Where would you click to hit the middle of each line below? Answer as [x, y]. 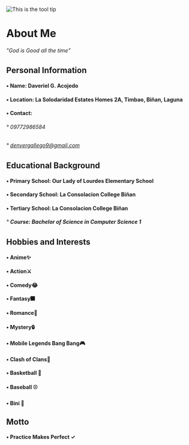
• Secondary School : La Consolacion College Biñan [71, 194]
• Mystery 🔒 [20, 327]
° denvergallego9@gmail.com [43, 145]
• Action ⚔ [19, 271]
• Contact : [19, 113]
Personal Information [46, 70]
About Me [31, 34]
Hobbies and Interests [49, 242]
